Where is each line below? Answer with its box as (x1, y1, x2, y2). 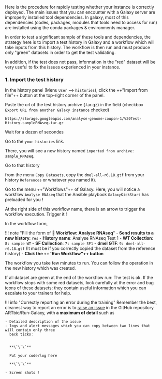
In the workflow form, (5, 221, 48, 227)
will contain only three (5, 328, 55, 333)
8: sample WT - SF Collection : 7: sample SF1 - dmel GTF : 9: (5, 240, 124, 247)
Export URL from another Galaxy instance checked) (5, 107, 110, 113)
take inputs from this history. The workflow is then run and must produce (5, 45, 150, 50)
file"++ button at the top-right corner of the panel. (5, 92, 105, 99)
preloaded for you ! (5, 197, 44, 203)
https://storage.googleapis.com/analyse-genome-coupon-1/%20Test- (5, 116, 142, 121)
